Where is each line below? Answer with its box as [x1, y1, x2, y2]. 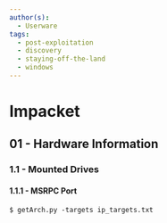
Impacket [9, 102, 80, 121]
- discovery [17, 46, 63, 55]
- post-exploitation [17, 37, 94, 47]
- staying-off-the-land [17, 54, 105, 63]
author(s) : [9, 12, 50, 22]
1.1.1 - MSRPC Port [9, 185, 78, 196]
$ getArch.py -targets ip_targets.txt [9, 205, 154, 214]
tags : [9, 29, 29, 38]
